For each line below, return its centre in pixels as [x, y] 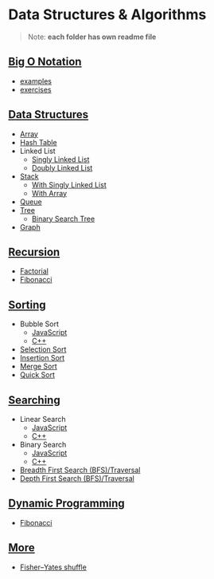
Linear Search [43, 419]
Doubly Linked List [62, 167]
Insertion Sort [42, 358]
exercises [35, 89]
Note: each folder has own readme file [92, 37]
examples [35, 81]
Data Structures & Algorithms [107, 15]
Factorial [34, 271]
